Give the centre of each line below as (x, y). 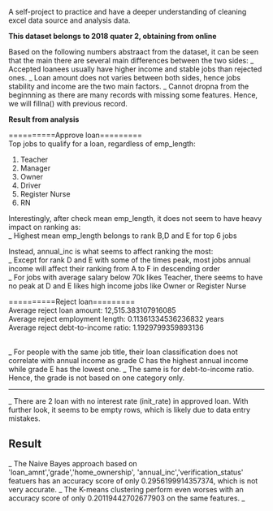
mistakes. (24, 418)
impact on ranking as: (45, 227)
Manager (35, 168)
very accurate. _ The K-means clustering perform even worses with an (126, 489)
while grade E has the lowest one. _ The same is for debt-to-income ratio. (131, 369)
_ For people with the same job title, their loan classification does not (123, 352)
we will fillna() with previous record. (68, 104)
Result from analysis (44, 119)
